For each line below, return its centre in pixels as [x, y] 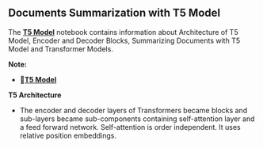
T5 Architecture [35, 95]
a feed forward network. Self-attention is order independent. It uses [130, 127]
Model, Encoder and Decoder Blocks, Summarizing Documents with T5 [124, 40]
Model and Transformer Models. [61, 49]
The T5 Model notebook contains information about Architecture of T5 [124, 32]
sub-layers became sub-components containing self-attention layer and [137, 119]
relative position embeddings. [68, 135]
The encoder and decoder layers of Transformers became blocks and [133, 110]
